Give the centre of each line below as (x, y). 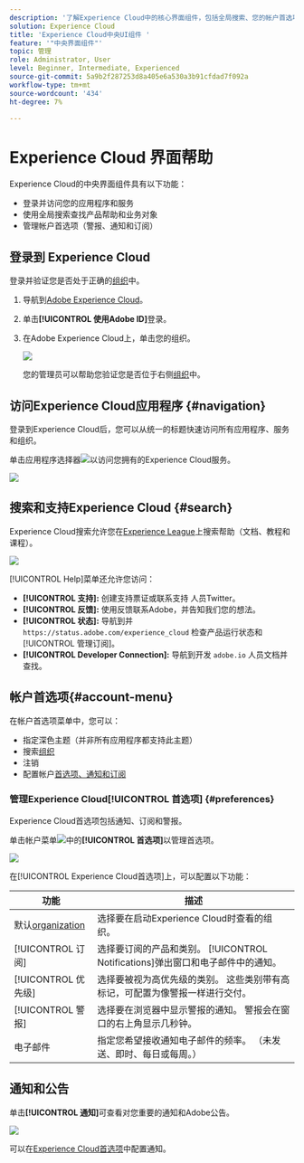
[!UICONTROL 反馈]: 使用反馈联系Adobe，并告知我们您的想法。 (141, 609)
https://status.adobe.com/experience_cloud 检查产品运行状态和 (142, 632)
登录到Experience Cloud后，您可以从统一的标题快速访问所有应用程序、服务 (149, 429)
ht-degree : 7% (36, 102)
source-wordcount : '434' (56, 93)
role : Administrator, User (60, 60)
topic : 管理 (30, 52)
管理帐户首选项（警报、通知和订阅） (90, 226)
